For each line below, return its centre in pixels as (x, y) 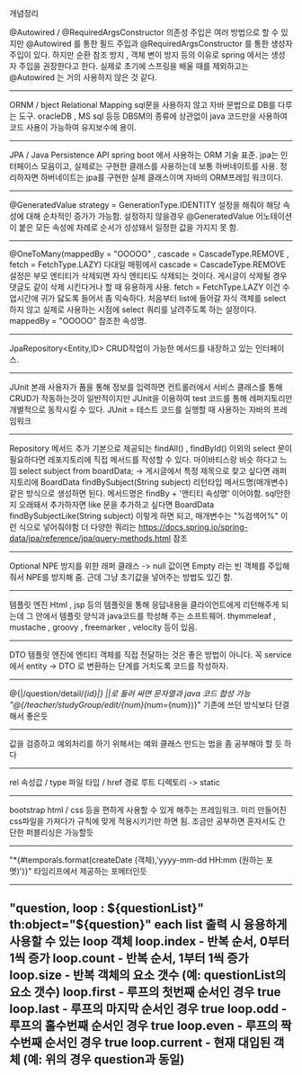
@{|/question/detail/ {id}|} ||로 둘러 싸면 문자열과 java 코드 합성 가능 (130, 694)
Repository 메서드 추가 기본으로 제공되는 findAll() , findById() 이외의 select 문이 (151, 448)
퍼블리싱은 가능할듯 (60, 832)
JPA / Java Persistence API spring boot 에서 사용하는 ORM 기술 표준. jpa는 (144, 155)
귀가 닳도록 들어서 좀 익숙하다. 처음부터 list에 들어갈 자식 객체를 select (163, 298)
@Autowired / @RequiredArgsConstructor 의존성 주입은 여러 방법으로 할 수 (144, 32)
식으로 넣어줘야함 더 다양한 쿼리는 (77, 527)
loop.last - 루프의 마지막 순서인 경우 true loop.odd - (148, 1009)
